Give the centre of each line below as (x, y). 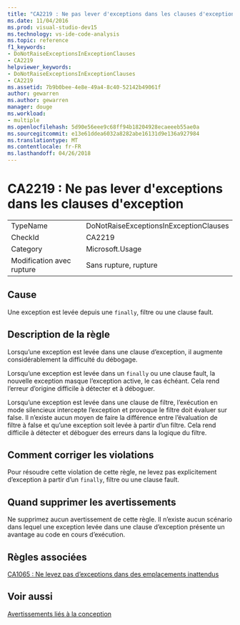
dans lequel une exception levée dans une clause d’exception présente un (116, 527)
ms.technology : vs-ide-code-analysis (64, 34)
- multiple (24, 120)
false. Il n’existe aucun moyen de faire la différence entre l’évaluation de (112, 417)
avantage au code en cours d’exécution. (66, 535)
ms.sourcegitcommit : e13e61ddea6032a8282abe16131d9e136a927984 (104, 134)
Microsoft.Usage (114, 249)
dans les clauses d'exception (96, 204)
